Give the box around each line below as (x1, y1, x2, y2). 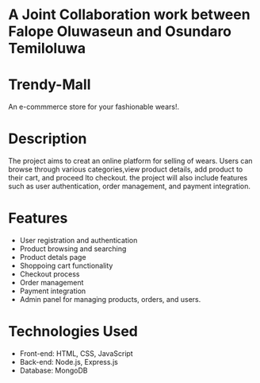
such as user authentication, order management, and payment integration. (8, 181, 251, 191)
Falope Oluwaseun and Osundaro (8, 22, 232, 41)
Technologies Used (8, 323, 139, 341)
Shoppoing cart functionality (19, 261, 113, 270)
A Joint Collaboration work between (8, 6, 251, 24)
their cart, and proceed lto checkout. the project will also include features (8, 173, 248, 183)
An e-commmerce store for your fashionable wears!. (8, 102, 180, 112)
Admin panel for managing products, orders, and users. (19, 295, 201, 304)
